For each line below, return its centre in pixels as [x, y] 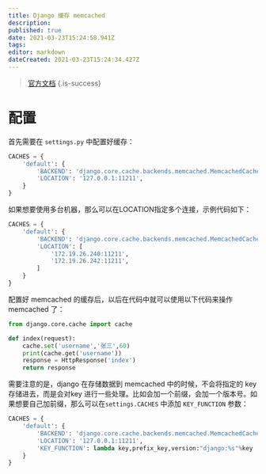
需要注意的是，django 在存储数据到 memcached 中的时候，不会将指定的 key [133, 384]
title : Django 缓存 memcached [57, 15]
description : [30, 23]
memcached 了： [36, 309]
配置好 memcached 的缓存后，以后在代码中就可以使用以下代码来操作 [121, 299]
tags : [17, 45]
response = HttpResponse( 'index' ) [79, 361]
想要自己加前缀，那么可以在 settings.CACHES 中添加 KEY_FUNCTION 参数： [132, 404]
